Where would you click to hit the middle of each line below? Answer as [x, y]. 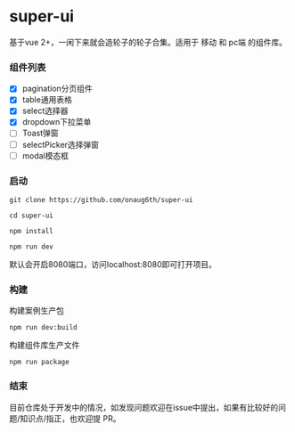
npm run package [39, 363]
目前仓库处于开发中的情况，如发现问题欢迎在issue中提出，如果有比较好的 [144, 407]
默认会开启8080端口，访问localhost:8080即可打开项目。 [113, 264]
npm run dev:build [43, 328]
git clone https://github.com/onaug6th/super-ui [101, 200]
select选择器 [45, 111]
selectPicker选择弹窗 [61, 144]
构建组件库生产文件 [45, 346]
